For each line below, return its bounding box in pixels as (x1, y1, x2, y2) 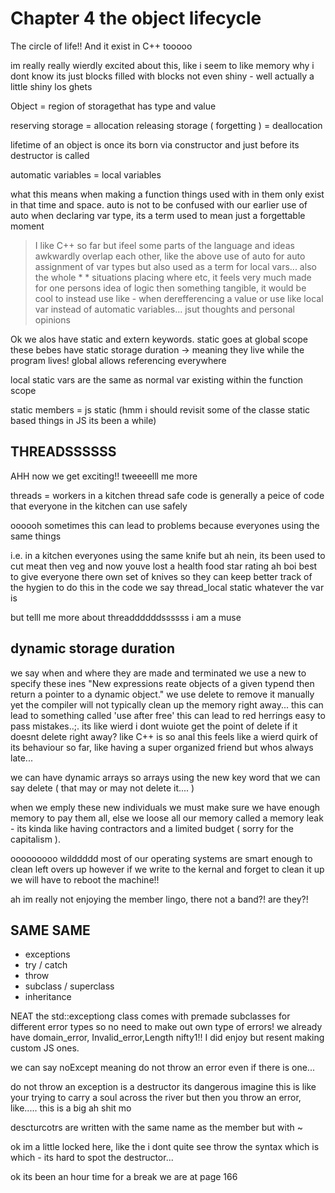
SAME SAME (10, 922, 91, 939)
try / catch (24, 959, 68, 971)
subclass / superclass (24, 980, 115, 992)
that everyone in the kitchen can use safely (10, 500, 188, 512)
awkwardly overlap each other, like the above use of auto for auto (34, 250, 306, 262)
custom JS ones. (10, 1042, 80, 1054)
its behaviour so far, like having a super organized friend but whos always (10, 741, 314, 753)
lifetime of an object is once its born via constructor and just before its (10, 138, 300, 151)
